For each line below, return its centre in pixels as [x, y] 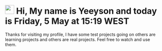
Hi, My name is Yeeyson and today [87, 11]
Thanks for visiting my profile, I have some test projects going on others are [80, 34]
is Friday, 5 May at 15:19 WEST [67, 21]
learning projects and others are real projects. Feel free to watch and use [78, 39]
